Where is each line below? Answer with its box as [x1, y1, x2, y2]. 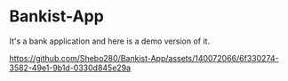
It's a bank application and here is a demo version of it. [9, 36, 211, 46]
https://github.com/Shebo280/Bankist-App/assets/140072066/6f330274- [9, 53, 279, 63]
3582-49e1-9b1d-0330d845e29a [9, 62, 132, 73]
